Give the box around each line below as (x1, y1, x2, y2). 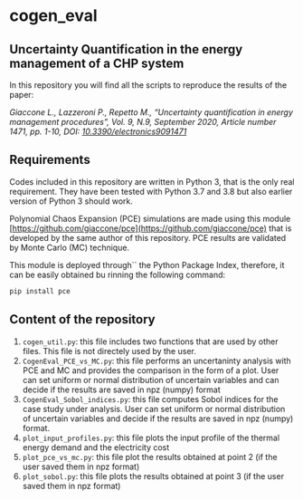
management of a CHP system (9, 55, 185, 71)
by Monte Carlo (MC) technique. (9, 242, 129, 253)
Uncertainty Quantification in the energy (9, 42, 243, 57)
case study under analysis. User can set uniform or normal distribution (22, 403, 286, 414)
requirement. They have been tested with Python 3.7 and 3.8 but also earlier (9, 186, 293, 197)
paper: (9, 90, 34, 100)
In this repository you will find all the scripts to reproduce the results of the (9, 80, 288, 91)
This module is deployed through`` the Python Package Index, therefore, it (9, 259, 285, 270)
